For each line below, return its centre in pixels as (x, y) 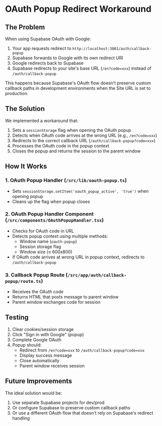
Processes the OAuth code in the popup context (60, 146)
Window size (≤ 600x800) (46, 251)
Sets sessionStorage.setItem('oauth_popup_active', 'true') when (81, 191)
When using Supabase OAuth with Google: (48, 39)
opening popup (27, 196)
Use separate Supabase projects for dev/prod (58, 402)
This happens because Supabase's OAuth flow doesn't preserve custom (78, 83)
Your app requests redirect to (42, 48)
